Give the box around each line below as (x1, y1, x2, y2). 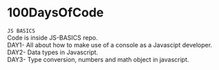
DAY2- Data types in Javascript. (7, 48, 99, 56)
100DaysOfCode (7, 5, 104, 21)
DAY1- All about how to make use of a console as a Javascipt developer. (7, 40, 213, 49)
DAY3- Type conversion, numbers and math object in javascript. (7, 55, 189, 63)
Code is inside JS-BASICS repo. (7, 33, 98, 42)
